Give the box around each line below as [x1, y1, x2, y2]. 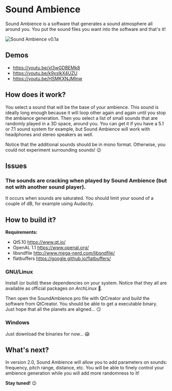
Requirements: [5, 229, 37, 235]
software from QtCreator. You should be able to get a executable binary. [5, 301, 158, 307]
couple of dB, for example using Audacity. [5, 200, 94, 207]
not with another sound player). [5, 183, 86, 191]
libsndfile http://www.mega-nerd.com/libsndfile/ [12, 250, 115, 256]
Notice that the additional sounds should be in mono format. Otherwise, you [5, 141, 166, 147]
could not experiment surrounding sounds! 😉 [5, 146, 102, 153]
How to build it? [5, 215, 56, 224]
